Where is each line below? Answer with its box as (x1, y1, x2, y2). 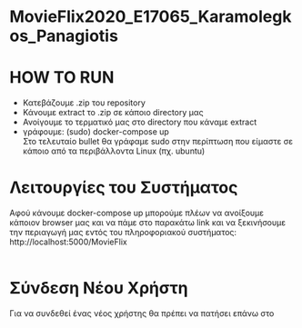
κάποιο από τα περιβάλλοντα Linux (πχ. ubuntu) (22, 145, 206, 156)
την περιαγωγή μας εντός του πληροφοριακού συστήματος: (9, 227, 237, 238)
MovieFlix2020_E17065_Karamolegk (9, 6, 292, 27)
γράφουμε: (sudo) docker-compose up (22, 126, 170, 137)
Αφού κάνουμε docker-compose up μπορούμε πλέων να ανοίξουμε (9, 207, 265, 219)
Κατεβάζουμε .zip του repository (22, 97, 146, 108)
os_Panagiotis (9, 25, 118, 46)
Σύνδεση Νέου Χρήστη (9, 278, 188, 299)
